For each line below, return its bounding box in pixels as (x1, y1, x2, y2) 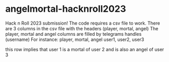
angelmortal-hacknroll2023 (5, 3, 126, 15)
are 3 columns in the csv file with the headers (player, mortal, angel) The (5, 25, 159, 31)
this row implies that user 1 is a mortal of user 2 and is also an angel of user (5, 46, 164, 52)
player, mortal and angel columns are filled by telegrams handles (5, 31, 142, 37)
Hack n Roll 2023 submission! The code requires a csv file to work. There (5, 20, 160, 26)
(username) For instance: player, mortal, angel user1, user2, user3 (5, 36, 144, 43)
